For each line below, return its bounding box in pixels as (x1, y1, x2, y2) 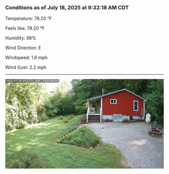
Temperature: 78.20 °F (5, 16, 52, 22)
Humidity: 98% (5, 35, 37, 41)
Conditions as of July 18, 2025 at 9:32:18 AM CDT (5, 4, 129, 11)
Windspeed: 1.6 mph (5, 54, 48, 61)
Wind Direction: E (5, 45, 41, 51)
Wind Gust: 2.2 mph (5, 65, 47, 71)
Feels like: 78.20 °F (5, 25, 45, 31)
